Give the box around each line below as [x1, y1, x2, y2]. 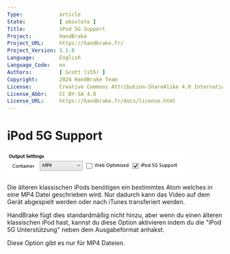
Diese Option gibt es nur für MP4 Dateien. [7, 239, 125, 247]
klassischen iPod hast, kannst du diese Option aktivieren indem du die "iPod [7, 218, 222, 227]
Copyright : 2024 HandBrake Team [7, 76, 118, 83]
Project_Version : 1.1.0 [7, 47, 75, 54]
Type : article [7, 11, 81, 18]
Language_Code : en [7, 62, 66, 68]
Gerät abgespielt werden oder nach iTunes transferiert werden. [7, 198, 186, 206]
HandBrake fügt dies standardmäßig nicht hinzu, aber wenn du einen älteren [7, 211, 222, 219]
